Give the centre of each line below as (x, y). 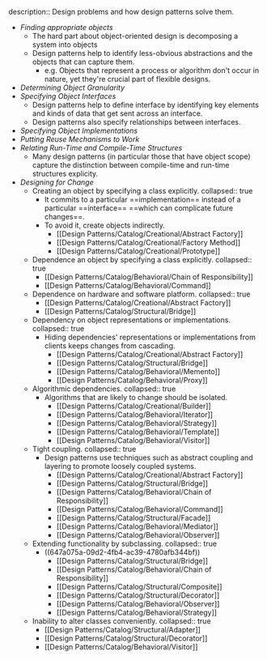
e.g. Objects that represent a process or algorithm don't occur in (152, 70)
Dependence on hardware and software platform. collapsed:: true (141, 294)
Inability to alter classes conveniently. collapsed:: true (122, 621)
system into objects (65, 45)
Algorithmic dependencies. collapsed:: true (104, 389)
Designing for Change (57, 182)
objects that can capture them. (83, 62)
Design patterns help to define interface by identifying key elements (145, 105)
